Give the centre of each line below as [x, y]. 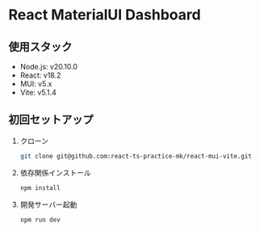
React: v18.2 [40, 75]
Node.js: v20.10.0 [49, 67]
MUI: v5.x [36, 84]
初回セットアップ [51, 120]
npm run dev [40, 220]
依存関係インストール [55, 172]
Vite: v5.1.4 [38, 92]
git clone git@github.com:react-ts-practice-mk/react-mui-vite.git [136, 156]
